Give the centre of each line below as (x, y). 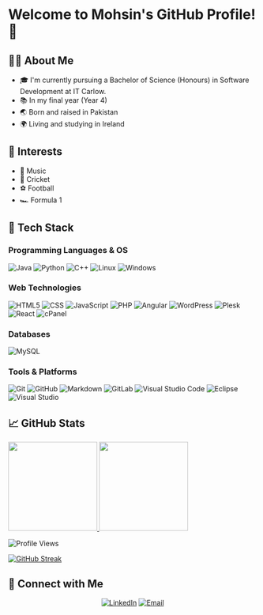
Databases (29, 334)
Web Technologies (45, 288)
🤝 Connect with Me (56, 584)
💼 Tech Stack (41, 228)
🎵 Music (33, 171)
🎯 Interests (36, 152)
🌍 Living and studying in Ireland (72, 124)
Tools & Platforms (43, 372)
